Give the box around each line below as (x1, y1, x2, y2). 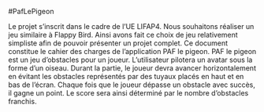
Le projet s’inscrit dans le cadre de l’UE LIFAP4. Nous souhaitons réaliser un (8, 22, 255, 31)
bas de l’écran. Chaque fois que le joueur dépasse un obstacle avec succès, (8, 80, 256, 89)
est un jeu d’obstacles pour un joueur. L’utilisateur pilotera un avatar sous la (8, 55, 253, 64)
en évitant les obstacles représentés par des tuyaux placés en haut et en (8, 72, 244, 81)
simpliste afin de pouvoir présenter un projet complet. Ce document (8, 38, 229, 48)
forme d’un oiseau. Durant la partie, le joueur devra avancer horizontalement (8, 63, 256, 73)
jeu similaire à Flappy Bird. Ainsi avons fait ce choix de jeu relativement (8, 31, 238, 39)
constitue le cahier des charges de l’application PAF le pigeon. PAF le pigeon (8, 47, 257, 56)
